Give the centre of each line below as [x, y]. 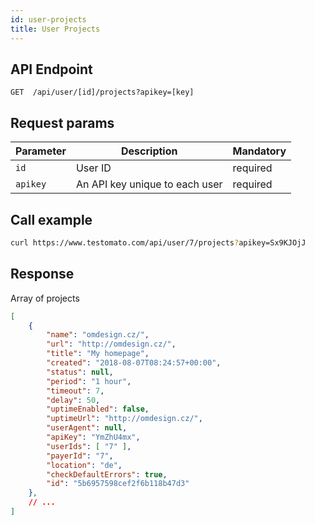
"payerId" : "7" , [80, 456]
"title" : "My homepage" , [98, 354]
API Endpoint [51, 69]
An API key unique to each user [149, 184]
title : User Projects [55, 29]
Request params [62, 122]
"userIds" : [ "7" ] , [89, 446]
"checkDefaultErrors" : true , [107, 474]
